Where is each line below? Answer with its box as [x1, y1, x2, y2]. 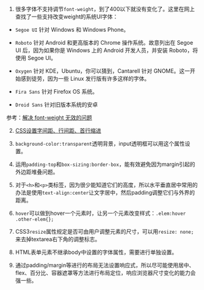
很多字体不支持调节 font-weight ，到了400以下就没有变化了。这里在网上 [15, 6, 195, 12]
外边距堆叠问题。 [15, 168, 59, 176]
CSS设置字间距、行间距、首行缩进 [15, 127, 101, 134]
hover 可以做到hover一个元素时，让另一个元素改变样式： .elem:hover [15, 210, 186, 217]
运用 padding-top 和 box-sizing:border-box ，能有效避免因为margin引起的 [15, 161, 195, 168]
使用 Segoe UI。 [15, 54, 57, 61]
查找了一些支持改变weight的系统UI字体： [15, 13, 118, 20]
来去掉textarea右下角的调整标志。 [15, 236, 101, 243]
